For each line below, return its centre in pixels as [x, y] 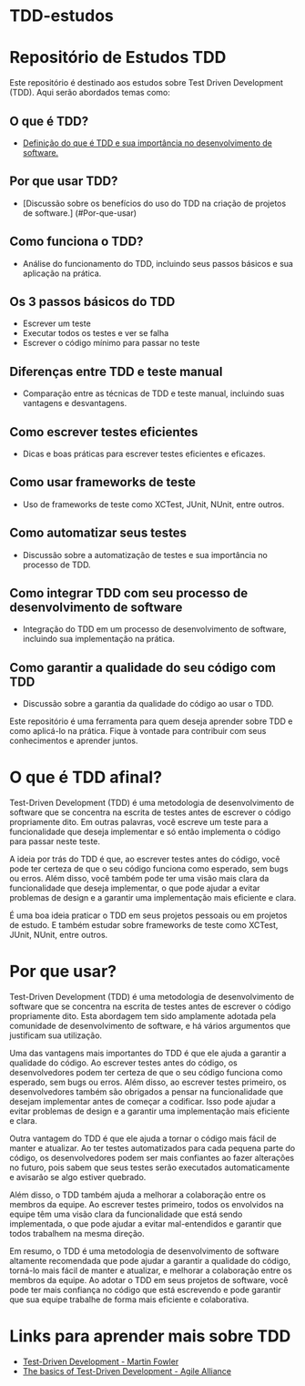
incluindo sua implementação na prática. [99, 639]
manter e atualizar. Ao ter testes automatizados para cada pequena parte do [152, 1148]
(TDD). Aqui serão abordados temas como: [90, 93]
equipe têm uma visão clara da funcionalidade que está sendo [126, 1214]
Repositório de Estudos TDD [118, 58]
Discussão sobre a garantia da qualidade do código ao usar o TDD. [148, 704]
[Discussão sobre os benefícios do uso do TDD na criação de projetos [154, 203]
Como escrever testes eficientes [104, 432]
